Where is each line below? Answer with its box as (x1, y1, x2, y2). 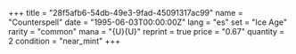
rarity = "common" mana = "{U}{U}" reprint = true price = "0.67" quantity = (8, 27, 285, 36)
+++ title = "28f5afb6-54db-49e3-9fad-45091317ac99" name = (8, 8, 243, 18)
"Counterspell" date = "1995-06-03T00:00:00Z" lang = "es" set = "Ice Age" (8, 17, 287, 27)
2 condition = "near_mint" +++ (8, 35, 121, 46)
